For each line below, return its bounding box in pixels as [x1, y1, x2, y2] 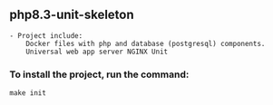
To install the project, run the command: [9, 68, 190, 81]
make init [9, 89, 47, 98]
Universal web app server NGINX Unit [25, 47, 169, 56]
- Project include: [9, 31, 83, 40]
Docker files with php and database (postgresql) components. [25, 39, 266, 48]
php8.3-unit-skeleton [9, 7, 134, 23]
